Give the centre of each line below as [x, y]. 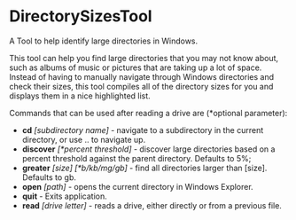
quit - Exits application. [65, 196]
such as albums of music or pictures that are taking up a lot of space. [136, 67]
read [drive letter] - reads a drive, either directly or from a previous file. [152, 205]
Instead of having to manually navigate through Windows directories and [142, 76]
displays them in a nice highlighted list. [80, 96]
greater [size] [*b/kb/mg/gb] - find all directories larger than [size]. [144, 168]
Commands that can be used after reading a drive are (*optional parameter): [148, 113]
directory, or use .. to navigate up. [84, 139]
